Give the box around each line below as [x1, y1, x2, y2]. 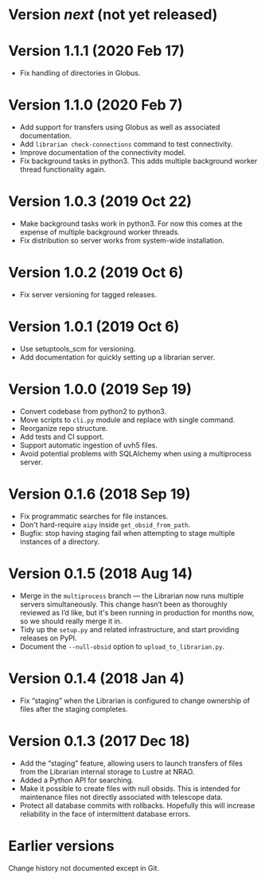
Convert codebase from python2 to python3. [19, 406, 167, 416]
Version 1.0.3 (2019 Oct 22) [8, 192, 193, 211]
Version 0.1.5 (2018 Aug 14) [8, 565, 193, 582]
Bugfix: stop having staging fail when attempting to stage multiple [19, 528, 236, 538]
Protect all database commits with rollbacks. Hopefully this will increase [19, 801, 255, 810]
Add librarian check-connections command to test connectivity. [19, 139, 233, 149]
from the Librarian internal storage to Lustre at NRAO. [19, 767, 195, 776]
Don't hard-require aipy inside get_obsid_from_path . [19, 519, 191, 530]
